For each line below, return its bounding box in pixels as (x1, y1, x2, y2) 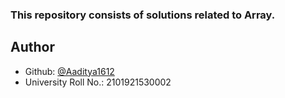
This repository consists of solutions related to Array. (10, 8, 276, 22)
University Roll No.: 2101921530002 (24, 76, 172, 88)
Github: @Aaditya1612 (24, 65, 115, 77)
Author (10, 39, 55, 56)
